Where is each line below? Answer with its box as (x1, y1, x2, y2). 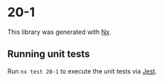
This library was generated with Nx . (7, 28, 111, 36)
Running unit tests (7, 48, 90, 60)
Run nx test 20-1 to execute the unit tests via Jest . (7, 66, 158, 75)
